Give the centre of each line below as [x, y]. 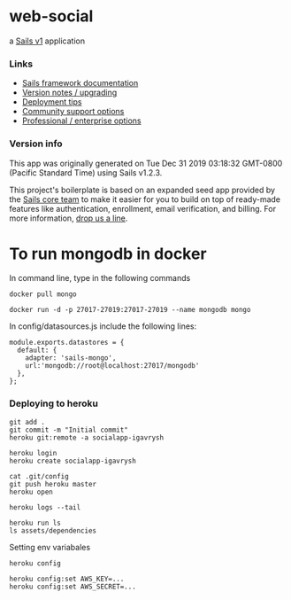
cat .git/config [39, 476]
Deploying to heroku [54, 403]
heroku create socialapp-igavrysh [73, 461]
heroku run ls [35, 523]
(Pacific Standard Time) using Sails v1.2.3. [86, 172]
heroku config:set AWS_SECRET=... [73, 587]
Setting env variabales [50, 547]
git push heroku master [53, 484]
